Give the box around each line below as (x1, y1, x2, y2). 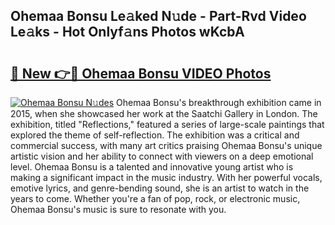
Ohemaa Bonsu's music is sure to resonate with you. (10, 204, 227, 215)
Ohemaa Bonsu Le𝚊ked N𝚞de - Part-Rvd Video (10, 8, 307, 25)
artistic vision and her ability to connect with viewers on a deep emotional (10, 150, 314, 162)
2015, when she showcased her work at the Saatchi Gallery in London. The (10, 108, 318, 119)
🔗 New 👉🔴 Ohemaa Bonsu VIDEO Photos (10, 65, 272, 82)
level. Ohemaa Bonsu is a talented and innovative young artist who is (10, 161, 294, 173)
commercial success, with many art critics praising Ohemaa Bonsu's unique (10, 140, 323, 151)
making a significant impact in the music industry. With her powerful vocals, (10, 172, 323, 183)
